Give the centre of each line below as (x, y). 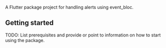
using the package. (25, 40)
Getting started (29, 23)
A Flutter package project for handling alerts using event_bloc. (69, 7)
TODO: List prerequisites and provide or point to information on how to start (83, 35)
